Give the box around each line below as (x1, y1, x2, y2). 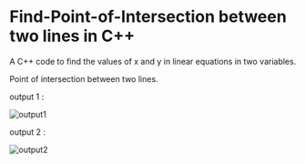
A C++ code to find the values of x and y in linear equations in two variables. (9, 56, 297, 67)
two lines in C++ (9, 26, 136, 46)
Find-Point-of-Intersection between (9, 6, 287, 27)
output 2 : (9, 126, 46, 138)
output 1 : (9, 91, 45, 102)
